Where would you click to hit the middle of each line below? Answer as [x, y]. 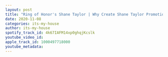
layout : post [19, 10]
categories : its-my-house [32, 24]
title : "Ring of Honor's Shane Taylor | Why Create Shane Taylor [74, 14]
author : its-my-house [28, 28]
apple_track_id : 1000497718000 [38, 42]
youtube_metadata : [24, 47]
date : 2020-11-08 [23, 19]
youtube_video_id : [24, 38]
